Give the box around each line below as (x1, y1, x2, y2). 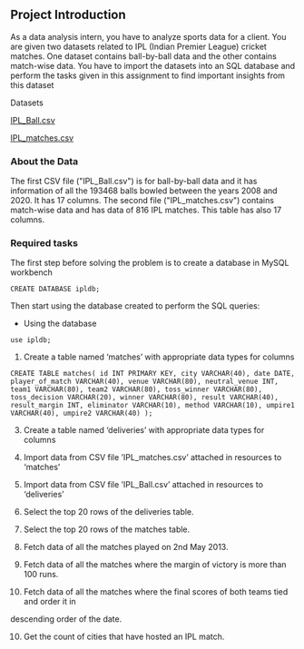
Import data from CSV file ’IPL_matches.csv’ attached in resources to (23, 452, 282, 463)
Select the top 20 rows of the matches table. (23, 524, 191, 535)
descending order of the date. (10, 614, 123, 624)
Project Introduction (10, 7, 126, 23)
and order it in (23, 596, 76, 607)
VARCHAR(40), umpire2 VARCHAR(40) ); (10, 408, 153, 418)
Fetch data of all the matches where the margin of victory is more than (23, 559, 287, 570)
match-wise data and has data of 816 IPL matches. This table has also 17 (10, 204, 282, 216)
